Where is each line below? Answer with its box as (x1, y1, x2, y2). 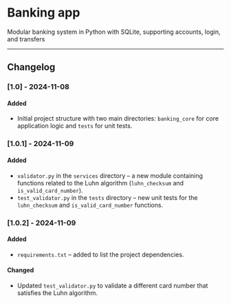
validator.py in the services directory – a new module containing (16, 171, 203, 180)
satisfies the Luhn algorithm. (16, 288, 98, 297)
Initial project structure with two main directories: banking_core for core (16, 114, 219, 123)
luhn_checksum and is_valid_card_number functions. (16, 201, 164, 209)
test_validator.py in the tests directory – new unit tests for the (16, 193, 198, 201)
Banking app (7, 5, 80, 21)
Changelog (7, 61, 56, 73)
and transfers (7, 34, 45, 43)
